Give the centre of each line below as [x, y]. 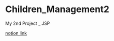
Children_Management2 [58, 9]
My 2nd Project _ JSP [28, 23]
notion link [16, 33]
